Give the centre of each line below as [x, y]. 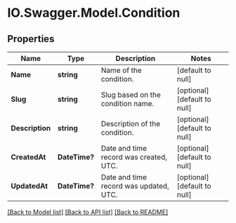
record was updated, [135, 186]
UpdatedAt [29, 186]
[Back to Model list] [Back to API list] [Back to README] [88, 212]
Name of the [121, 70]
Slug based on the [131, 95]
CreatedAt [28, 157]
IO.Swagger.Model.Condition [94, 13]
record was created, [134, 157]
